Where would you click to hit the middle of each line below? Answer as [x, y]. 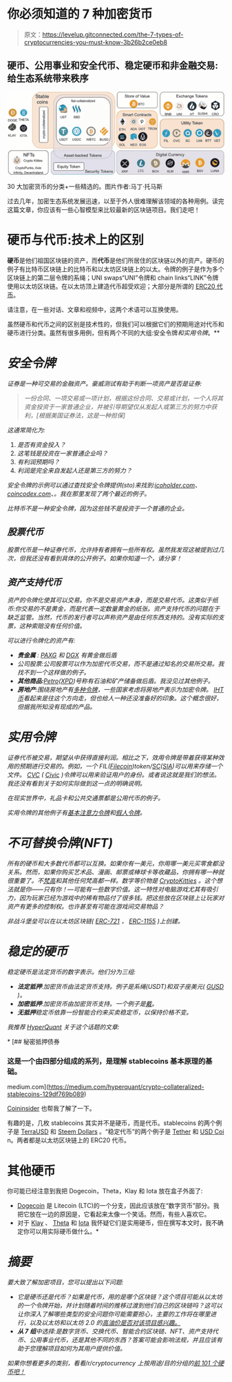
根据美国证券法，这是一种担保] [82, 415]
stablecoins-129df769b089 [46, 1094]
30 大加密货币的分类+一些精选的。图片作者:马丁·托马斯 [85, 186]
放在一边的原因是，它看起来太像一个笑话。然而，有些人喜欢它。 [120, 1214]
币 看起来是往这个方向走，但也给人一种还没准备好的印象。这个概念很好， [119, 698]
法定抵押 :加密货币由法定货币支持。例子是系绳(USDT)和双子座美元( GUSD [120, 987]
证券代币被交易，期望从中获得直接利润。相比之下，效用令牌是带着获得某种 [113, 757]
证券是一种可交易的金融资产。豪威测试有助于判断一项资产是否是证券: [105, 384]
